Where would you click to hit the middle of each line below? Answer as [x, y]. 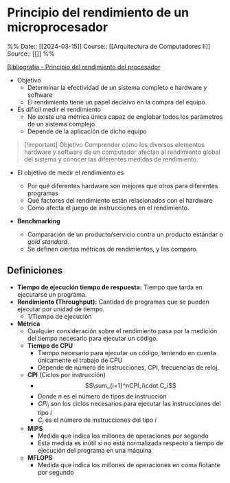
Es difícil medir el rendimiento [59, 109]
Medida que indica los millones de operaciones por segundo [123, 436]
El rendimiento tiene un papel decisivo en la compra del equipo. [117, 102]
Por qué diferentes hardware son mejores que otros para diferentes [123, 186]
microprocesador [58, 27]
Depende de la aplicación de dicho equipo [87, 131]
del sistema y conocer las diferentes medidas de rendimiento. [111, 159]
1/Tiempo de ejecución [59, 316]
